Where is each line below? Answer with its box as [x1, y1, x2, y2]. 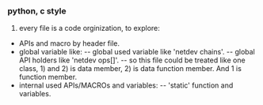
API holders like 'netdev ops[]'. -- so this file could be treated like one [18, 55, 246, 65]
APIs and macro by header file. [18, 39, 120, 48]
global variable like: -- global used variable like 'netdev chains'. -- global [18, 47, 255, 57]
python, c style [7, 6, 67, 17]
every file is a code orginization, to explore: [18, 24, 160, 33]
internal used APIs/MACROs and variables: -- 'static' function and [18, 81, 234, 90]
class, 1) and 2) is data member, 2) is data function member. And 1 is [18, 64, 242, 73]
